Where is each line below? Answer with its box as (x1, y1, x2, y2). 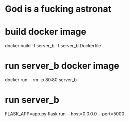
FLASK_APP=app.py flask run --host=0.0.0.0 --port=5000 (5, 111, 125, 117)
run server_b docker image (5, 60, 120, 72)
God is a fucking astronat (5, 3, 111, 15)
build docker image (5, 26, 86, 38)
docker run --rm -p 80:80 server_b (5, 77, 77, 83)
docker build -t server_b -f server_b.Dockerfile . (5, 43, 104, 49)
